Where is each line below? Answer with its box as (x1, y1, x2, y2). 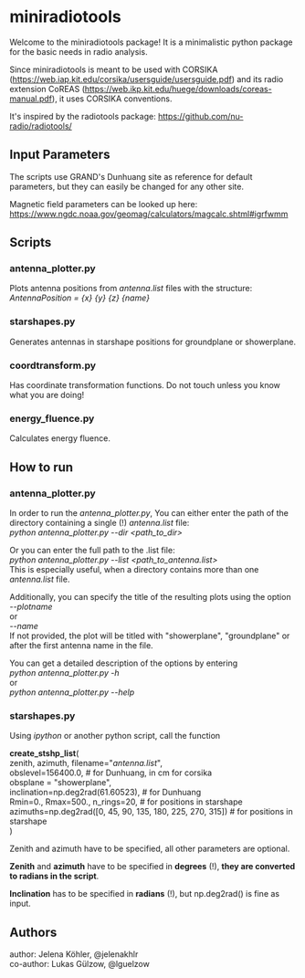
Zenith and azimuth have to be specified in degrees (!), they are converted (9, 861, 296, 872)
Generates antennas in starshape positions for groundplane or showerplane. (9, 336, 297, 347)
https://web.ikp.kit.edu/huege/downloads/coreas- (84, 83, 272, 94)
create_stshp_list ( (9, 748, 79, 759)
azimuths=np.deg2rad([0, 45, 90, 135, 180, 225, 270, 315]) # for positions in (9, 806, 294, 817)
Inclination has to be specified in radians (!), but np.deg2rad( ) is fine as (9, 889, 280, 899)
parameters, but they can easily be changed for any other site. (9, 181, 245, 192)
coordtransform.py (9, 359, 97, 372)
